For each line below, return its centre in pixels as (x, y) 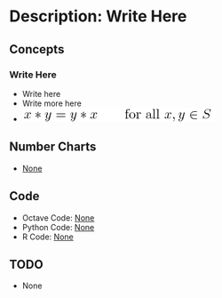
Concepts (37, 49)
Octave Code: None (58, 217)
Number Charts (53, 147)
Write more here (52, 103)
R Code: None (48, 237)
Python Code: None (58, 227)
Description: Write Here (98, 16)
